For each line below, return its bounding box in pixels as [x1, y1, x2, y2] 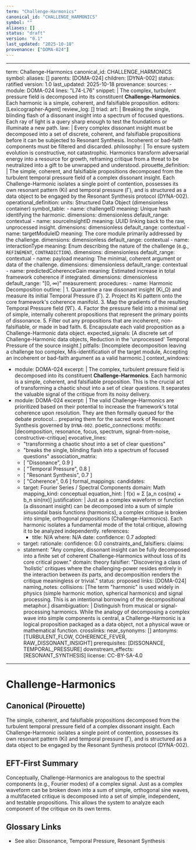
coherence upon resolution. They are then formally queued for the [14, 409, 174, 416]
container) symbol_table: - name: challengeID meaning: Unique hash [6, 205, 171, 212]
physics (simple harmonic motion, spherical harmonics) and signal [23, 589, 183, 597]
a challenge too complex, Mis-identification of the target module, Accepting [6, 348, 188, 355]
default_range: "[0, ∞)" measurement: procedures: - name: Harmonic [6, 279, 173, 287]
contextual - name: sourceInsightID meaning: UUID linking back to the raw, [6, 217, 185, 224]
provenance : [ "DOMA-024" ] [6, 47, 69, 53]
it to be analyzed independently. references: [23, 527, 129, 534]
